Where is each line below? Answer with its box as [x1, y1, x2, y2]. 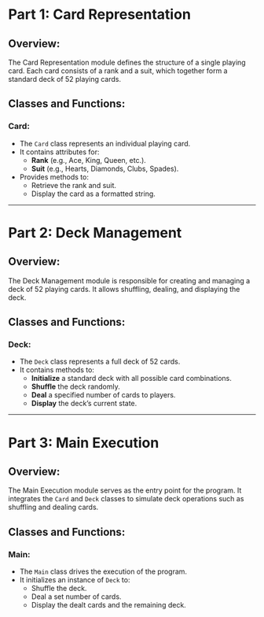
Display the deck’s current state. [31, 399, 137, 408]
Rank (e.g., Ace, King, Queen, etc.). [31, 155, 147, 164]
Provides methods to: [19, 172, 89, 182]
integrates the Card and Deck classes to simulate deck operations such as [8, 494, 244, 504]
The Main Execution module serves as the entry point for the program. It [8, 486, 242, 495]
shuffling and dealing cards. [8, 502, 99, 512]
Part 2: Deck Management [8, 224, 182, 242]
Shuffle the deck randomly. [31, 382, 120, 391]
